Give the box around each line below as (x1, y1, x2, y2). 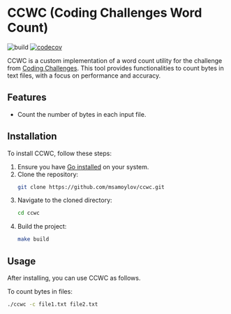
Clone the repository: (17, 170, 79, 178)
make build (17, 236, 50, 243)
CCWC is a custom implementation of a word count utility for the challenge (7, 56, 223, 64)
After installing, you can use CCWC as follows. (7, 274, 141, 282)
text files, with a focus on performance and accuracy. (7, 71, 161, 80)
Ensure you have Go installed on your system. (17, 162, 149, 171)
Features (7, 92, 47, 104)
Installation (7, 131, 57, 143)
